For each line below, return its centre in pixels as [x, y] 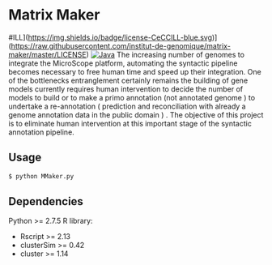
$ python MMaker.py [41, 176]
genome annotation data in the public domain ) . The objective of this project [136, 114]
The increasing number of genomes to [181, 54]
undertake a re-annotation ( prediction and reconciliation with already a [127, 106]
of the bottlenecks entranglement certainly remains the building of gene [128, 80]
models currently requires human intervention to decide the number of [126, 89]
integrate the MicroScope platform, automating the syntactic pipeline [123, 63]
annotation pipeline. [41, 132]
